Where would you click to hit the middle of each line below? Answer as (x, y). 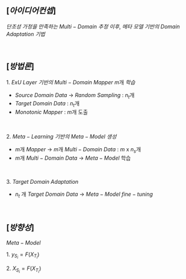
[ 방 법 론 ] (20, 67)
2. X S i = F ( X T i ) (24, 269)
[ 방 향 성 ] (20, 228)
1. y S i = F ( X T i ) (23, 255)
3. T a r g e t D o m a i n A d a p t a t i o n (42, 182)
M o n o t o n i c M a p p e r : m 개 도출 (51, 112)
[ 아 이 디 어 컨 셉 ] (31, 11)
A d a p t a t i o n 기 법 (26, 34)
